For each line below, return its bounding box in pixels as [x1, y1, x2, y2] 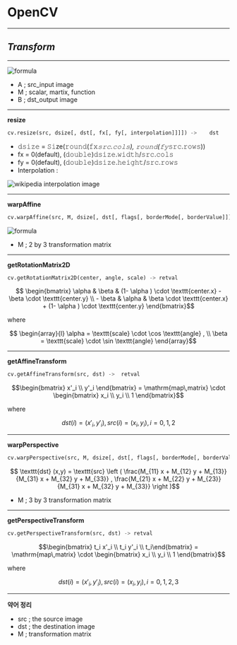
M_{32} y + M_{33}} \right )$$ [92, 482, 180, 490]
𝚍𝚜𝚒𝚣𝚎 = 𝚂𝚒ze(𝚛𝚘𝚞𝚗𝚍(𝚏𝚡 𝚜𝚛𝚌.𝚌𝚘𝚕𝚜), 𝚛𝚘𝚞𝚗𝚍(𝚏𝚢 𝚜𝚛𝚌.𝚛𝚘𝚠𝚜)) [17, 142, 206, 151]
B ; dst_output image [17, 95, 78, 103]
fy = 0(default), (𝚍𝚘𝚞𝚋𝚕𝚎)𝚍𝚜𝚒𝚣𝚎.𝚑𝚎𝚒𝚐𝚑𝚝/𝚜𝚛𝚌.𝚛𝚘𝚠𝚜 [17, 158, 178, 166]
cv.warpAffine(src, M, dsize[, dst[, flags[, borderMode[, [7, 214, 185, 221]
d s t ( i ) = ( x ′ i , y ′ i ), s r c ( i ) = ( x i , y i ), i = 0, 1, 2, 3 [58, 577, 179, 588]
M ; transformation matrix [17, 629, 92, 638]
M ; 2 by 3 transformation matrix [17, 240, 111, 248]
